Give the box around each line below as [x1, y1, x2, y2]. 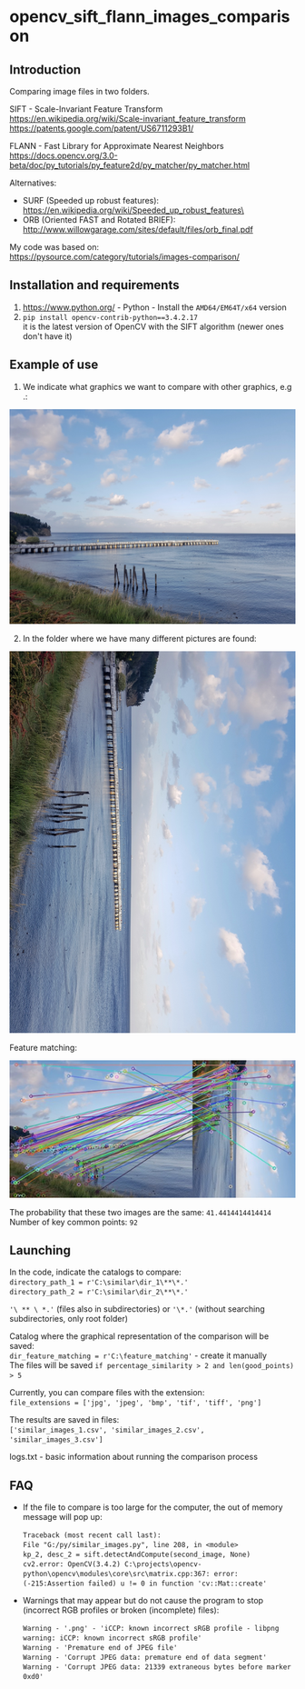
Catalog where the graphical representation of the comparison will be [9, 1331, 270, 1342]
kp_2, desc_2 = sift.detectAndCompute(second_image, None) [22, 1550, 251, 1560]
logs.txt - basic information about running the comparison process [9, 1452, 259, 1463]
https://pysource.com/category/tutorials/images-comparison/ [9, 252, 241, 262]
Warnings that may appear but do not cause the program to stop [22, 1595, 264, 1606]
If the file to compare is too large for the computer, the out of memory [22, 1502, 283, 1513]
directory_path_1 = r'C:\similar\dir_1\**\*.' [9, 1278, 189, 1287]
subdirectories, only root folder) [9, 1314, 129, 1324]
